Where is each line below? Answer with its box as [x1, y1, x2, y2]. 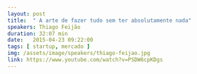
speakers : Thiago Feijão [7, 23, 81, 30]
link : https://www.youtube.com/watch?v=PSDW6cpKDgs [7, 56, 163, 63]
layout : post [7, 10, 46, 18]
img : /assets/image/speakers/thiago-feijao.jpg [7, 50, 151, 57]
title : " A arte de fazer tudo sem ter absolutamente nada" [7, 17, 192, 24]
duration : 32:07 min [7, 30, 69, 37]
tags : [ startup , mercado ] [7, 43, 91, 50]
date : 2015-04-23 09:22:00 [7, 37, 94, 44]
